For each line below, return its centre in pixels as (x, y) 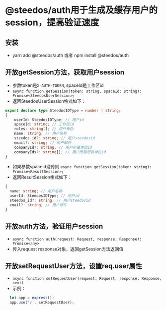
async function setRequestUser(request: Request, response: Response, (87, 279)
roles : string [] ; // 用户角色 (44, 129)
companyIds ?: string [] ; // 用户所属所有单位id (60, 152)
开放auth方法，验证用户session (54, 226)
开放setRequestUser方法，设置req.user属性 (74, 266)
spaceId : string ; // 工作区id (44, 124)
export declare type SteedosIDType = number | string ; (63, 110)
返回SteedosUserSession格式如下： (49, 101)
